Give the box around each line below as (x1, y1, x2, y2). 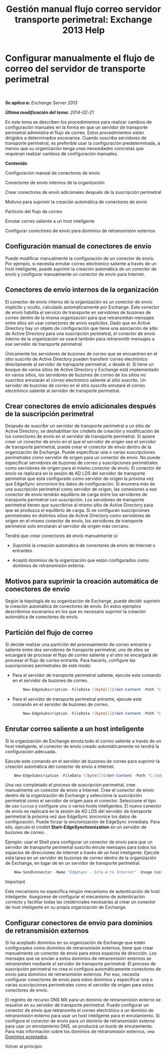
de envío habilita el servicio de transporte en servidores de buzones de (5, 309, 151, 315)
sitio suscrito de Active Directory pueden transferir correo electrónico (5, 356, 148, 362)
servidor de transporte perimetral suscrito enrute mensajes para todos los (5, 844, 157, 850)
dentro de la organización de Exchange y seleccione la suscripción (5, 793, 143, 799)
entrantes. (12, 548, 34, 554)
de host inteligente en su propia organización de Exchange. (5, 904, 127, 910)
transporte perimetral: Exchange (14, 14, 153, 25)
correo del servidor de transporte (5, 63, 146, 75)
